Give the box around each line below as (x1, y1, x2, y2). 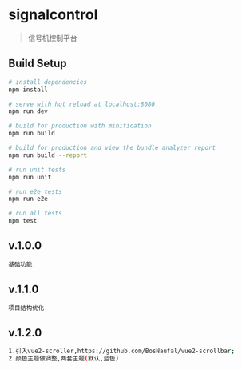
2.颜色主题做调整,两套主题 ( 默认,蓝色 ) (8, 355, 120, 363)
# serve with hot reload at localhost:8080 (8, 100, 156, 108)
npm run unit (8, 173, 52, 181)
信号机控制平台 (27, 33, 77, 42)
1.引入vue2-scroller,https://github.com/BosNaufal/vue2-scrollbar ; (8, 347, 236, 356)
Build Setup (8, 57, 67, 70)
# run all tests (8, 210, 62, 218)
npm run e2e (8, 195, 48, 203)
